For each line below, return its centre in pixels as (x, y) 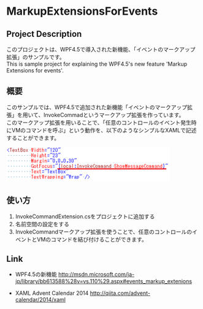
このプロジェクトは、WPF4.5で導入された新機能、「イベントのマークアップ (101, 49)
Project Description (44, 34)
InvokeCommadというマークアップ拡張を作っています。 (114, 115)
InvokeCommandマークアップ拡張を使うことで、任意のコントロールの (104, 232)
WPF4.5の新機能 (36, 275)
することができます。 (33, 138)
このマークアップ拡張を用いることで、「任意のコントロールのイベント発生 (99, 122)
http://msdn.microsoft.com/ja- (96, 275)
